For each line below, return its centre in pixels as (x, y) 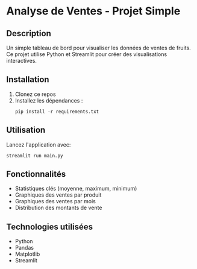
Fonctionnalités (36, 174)
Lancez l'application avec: (39, 144)
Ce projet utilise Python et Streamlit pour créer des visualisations (87, 54)
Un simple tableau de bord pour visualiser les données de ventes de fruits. (98, 48)
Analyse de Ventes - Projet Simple (93, 11)
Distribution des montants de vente (58, 208)
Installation (28, 80)
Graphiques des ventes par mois (55, 201)
